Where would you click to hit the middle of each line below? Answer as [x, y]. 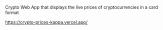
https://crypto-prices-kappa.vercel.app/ [46, 22]
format [12, 12]
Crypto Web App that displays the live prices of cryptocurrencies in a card [82, 7]
